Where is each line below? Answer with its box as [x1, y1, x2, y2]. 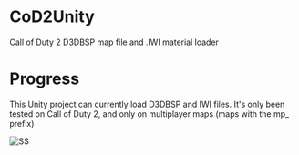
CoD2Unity [9, 6, 95, 27]
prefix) [9, 118, 35, 129]
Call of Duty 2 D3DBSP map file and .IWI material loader [9, 36, 219, 47]
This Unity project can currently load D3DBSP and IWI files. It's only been [9, 98, 285, 109]
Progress [9, 68, 80, 89]
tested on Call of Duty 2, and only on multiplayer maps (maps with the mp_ [9, 108, 290, 119]
